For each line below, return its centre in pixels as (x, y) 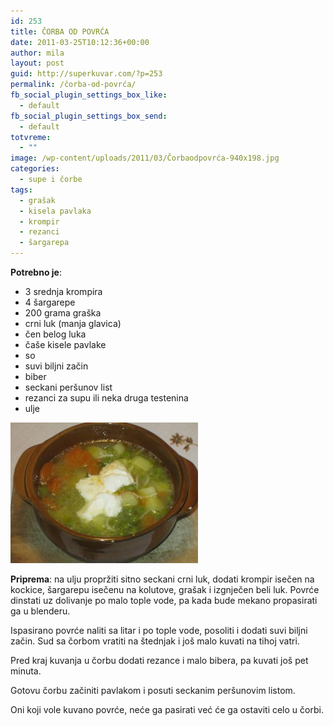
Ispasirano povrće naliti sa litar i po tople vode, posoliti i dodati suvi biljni (159, 630)
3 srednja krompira (63, 291)
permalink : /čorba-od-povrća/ (73, 85)
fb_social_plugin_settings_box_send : (89, 116)
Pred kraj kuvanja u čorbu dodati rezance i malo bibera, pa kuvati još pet (159, 660)
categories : (35, 169)
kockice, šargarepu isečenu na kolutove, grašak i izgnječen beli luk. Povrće (165, 589)
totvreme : (31, 137)
